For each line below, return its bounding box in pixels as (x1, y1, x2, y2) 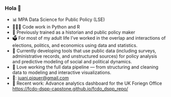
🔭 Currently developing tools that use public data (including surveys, (12, 48, 157, 54)
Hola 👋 (5, 5, 21, 12)
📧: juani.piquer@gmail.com (12, 75, 69, 81)
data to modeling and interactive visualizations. (12, 69, 112, 76)
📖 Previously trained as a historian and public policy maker (12, 29, 136, 35)
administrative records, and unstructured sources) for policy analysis (12, 53, 157, 59)
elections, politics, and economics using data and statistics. (12, 42, 138, 48)
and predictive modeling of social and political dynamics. (12, 59, 132, 65)
